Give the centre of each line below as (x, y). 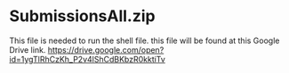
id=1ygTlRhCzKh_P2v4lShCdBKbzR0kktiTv (88, 59)
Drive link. (28, 49)
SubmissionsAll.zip (82, 16)
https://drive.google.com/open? (106, 49)
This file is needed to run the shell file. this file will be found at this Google (144, 40)
